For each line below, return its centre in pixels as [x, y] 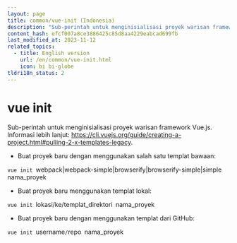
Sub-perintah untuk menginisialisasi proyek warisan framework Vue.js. [110, 127]
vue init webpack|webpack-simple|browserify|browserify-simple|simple [115, 170]
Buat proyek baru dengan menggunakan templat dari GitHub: [106, 218]
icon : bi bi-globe [47, 66]
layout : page [26, 14]
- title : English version [52, 54]
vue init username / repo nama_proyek [66, 232]
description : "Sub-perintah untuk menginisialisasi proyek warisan [109, 27]
